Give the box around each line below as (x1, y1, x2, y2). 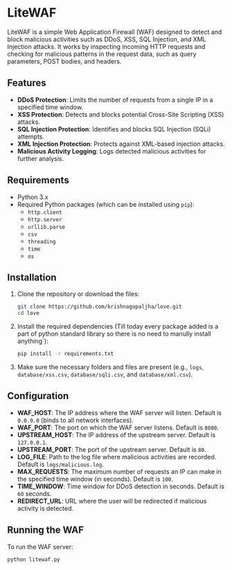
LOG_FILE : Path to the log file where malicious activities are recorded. (17, 452, 217, 461)
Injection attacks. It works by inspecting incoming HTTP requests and (7, 42, 206, 50)
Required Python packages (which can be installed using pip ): (17, 200, 195, 208)
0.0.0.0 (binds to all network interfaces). (17, 416, 134, 424)
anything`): (17, 337, 48, 345)
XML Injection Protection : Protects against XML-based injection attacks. (17, 140, 225, 148)
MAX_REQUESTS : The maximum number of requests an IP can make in (17, 467, 222, 475)
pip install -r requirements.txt (17, 351, 114, 358)
